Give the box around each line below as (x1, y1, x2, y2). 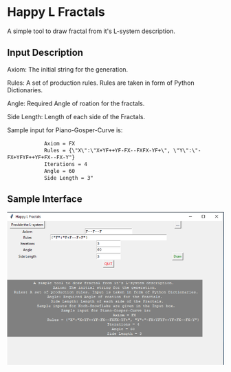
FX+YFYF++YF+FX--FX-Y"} (7, 154, 76, 161)
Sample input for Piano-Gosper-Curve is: (7, 125, 123, 134)
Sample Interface (7, 194, 82, 205)
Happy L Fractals (7, 4, 105, 20)
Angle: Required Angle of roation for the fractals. (7, 99, 145, 107)
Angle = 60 (43, 167, 76, 174)
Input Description (7, 47, 84, 59)
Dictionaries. (7, 85, 43, 94)
